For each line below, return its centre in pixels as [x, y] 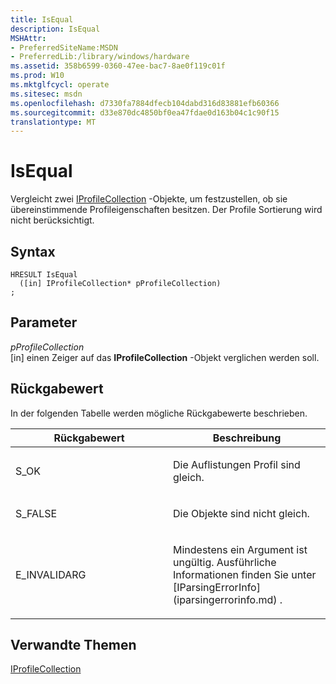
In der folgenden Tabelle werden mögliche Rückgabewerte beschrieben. [159, 413]
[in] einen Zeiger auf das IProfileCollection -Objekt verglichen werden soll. [165, 357]
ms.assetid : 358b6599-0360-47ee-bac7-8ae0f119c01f [118, 66]
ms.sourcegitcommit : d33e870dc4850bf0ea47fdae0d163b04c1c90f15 [145, 112]
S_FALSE [36, 513]
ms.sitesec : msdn [46, 94]
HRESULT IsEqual [44, 275]
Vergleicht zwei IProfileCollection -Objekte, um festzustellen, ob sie [149, 199]
